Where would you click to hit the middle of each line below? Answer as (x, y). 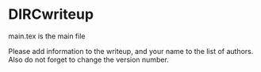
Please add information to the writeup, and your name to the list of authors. (131, 51)
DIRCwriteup (51, 14)
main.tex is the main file (47, 36)
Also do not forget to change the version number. (88, 59)
